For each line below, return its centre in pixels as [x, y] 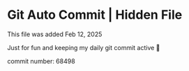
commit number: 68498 [41, 61]
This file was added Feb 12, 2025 [55, 34]
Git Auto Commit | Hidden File [95, 15]
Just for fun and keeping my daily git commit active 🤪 [84, 47]
